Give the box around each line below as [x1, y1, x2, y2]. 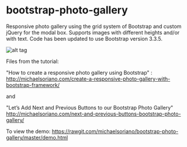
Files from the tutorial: [6, 58, 60, 65]
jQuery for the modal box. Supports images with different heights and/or [6, 29, 180, 36]
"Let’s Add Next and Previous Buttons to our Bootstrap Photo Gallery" [6, 104, 174, 111]
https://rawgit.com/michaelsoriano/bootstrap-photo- [51, 128, 179, 135]
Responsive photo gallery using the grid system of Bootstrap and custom [6, 23, 182, 30]
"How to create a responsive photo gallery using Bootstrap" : [6, 69, 153, 76]
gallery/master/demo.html [6, 134, 68, 141]
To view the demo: [6, 128, 51, 135]
